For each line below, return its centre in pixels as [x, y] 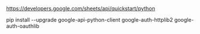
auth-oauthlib [23, 26]
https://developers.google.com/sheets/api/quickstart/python [81, 8]
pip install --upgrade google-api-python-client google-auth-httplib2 [90, 20]
